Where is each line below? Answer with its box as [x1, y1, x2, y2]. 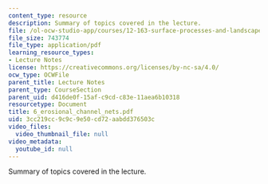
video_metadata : [8, 137, 62, 146]
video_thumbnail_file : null [15, 130, 109, 138]
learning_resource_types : [8, 49, 94, 57]
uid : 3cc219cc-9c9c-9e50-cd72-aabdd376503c [8, 115, 156, 123]
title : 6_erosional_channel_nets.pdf [8, 108, 134, 116]
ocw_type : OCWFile [8, 71, 69, 79]
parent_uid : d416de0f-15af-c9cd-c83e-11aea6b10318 [8, 93, 180, 101]
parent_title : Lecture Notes [8, 78, 105, 86]
